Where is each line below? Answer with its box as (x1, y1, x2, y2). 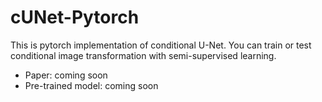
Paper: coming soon (24, 69, 108, 81)
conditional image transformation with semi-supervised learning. (10, 49, 277, 61)
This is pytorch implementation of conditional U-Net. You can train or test (10, 39, 312, 51)
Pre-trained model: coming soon (24, 79, 159, 91)
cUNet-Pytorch (10, 6, 140, 29)
